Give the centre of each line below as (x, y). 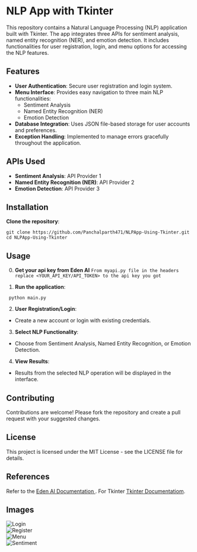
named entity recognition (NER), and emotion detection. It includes (88, 40)
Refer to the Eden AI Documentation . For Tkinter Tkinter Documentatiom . (96, 491)
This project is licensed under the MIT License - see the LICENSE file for (94, 451)
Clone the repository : (33, 222)
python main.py (27, 298)
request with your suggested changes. (53, 419)
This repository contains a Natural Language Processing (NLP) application (97, 27)
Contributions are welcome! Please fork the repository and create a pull (93, 412)
